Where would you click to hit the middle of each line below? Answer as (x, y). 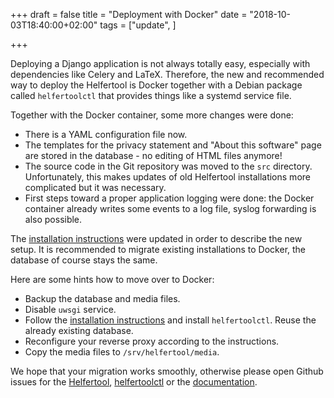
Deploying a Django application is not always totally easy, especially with (160, 63)
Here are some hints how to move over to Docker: (112, 279)
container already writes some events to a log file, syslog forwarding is (170, 208)
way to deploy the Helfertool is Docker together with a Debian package (156, 85)
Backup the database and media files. (102, 298)
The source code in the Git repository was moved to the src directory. (168, 166)
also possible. (53, 219)
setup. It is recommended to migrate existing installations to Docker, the (158, 249)
